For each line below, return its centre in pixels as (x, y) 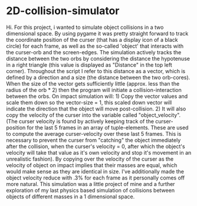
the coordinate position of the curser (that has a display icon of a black (92, 40)
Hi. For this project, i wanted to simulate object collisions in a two (85, 27)
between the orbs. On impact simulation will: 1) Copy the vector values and (97, 96)
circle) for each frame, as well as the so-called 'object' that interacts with (95, 46)
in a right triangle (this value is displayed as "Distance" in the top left (89, 65)
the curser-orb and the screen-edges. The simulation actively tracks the (94, 52)
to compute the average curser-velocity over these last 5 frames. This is (94, 133)
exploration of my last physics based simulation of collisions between (91, 190)
